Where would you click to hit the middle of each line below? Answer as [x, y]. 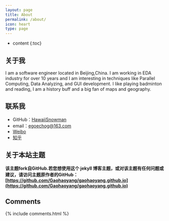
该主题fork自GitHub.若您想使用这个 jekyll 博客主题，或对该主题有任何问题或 [85, 168]
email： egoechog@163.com [42, 126]
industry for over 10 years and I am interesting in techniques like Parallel [80, 78]
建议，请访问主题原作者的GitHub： [42, 174]
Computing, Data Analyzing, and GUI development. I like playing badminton [83, 84]
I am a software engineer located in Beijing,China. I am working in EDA [78, 73]
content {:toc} [27, 43]
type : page [17, 29]
